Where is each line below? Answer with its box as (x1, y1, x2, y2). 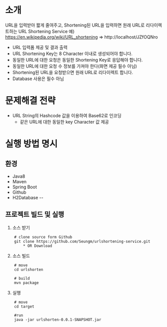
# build (14, 276, 30, 281)
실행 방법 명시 (5, 138, 58, 150)
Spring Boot (12, 184, 37, 190)
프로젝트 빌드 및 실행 (5, 210, 64, 219)
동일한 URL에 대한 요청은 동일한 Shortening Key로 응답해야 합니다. (12, 57, 143, 63)
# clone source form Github (14, 234, 72, 239)
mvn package (14, 280, 39, 285)
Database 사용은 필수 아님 (12, 76, 64, 82)
